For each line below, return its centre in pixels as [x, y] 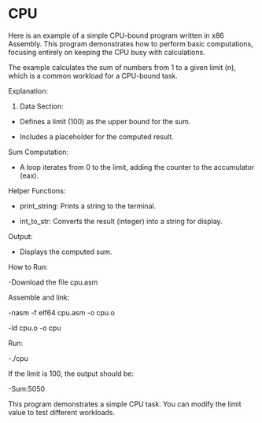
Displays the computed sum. [66, 252]
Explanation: [28, 90]
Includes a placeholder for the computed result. [97, 136]
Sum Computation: [39, 152]
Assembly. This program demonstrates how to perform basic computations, [131, 43]
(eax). [29, 175]
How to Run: [28, 267]
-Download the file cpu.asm [53, 282]
